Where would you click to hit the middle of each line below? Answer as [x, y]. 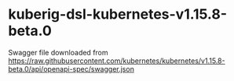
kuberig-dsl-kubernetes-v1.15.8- [118, 14]
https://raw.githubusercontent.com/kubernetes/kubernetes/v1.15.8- [117, 61]
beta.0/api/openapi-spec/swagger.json [71, 69]
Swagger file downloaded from [58, 52]
